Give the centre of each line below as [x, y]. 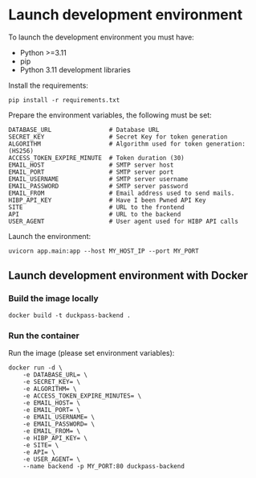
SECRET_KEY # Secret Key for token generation [118, 137]
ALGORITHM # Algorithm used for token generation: [127, 144]
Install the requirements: [48, 85]
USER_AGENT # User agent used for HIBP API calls [124, 221]
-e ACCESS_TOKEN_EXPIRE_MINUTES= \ [82, 396]
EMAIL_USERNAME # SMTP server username [98, 179]
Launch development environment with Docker [128, 276]
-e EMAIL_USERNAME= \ [59, 417]
